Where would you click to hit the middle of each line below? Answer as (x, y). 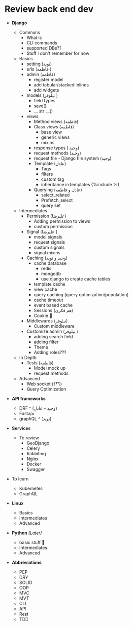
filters (47, 174)
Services (21, 428)
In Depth (28, 357)
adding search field (53, 336)
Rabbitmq (36, 453)
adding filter (46, 342)
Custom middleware (54, 326)
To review (29, 437)
